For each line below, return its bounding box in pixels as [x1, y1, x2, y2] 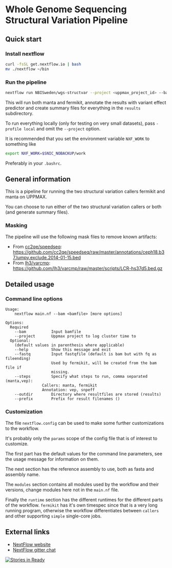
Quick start [5, 35, 42, 43]
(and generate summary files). [5, 209, 69, 215]
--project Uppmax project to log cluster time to [14, 334, 137, 339]
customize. [5, 441, 29, 447]
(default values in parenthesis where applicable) [14, 343, 125, 348]
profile [5, 126, 22, 131]
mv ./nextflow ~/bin [5, 66, 50, 72]
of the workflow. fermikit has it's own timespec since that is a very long [5, 502, 158, 508]
